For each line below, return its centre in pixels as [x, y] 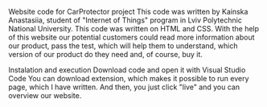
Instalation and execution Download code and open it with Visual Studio [127, 70]
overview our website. [45, 95]
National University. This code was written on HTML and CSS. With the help [134, 29]
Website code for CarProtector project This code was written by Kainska [128, 12]
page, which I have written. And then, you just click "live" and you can [124, 87]
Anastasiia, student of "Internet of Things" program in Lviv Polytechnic [125, 20]
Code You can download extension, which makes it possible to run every [129, 78]
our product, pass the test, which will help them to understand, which [123, 46]
